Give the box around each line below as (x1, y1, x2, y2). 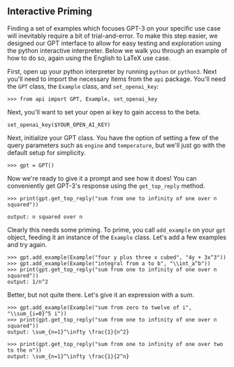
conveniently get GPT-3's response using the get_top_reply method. (7, 181, 205, 190)
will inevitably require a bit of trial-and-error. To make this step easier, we (7, 31, 218, 40)
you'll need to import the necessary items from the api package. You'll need (7, 75, 226, 83)
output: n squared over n (7, 213, 82, 220)
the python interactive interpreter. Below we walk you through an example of (7, 46, 228, 54)
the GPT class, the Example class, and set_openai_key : (7, 82, 159, 90)
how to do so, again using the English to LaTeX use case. (7, 54, 171, 62)
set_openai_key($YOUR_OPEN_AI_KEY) (7, 121, 111, 128)
